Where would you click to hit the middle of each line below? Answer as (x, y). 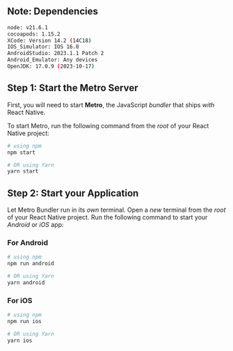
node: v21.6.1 (28, 27)
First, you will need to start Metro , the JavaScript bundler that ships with (111, 104)
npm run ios (24, 322)
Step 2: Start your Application (73, 193)
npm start (22, 153)
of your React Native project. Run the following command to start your (107, 217)
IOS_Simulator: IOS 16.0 (43, 47)
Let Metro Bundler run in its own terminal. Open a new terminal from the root (116, 210)
